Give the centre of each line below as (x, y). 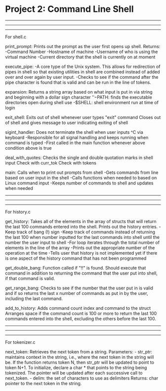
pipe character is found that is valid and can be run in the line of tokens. (78, 82)
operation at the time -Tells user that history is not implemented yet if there (81, 253)
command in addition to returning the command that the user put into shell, (82, 273)
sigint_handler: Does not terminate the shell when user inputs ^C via (74, 132)
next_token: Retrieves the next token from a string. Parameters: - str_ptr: (79, 352)
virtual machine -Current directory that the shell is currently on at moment (80, 57)
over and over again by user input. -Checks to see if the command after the (82, 77)
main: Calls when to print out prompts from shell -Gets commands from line (82, 172)
